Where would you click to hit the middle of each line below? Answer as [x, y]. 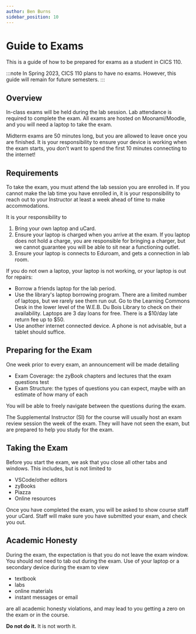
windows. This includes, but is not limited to [59, 468]
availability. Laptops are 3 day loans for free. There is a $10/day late [96, 313]
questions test [32, 382]
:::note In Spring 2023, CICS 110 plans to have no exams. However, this [91, 73]
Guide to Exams [45, 46]
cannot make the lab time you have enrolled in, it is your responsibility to [93, 193]
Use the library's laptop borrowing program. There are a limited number [101, 295]
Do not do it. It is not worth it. [42, 626]
